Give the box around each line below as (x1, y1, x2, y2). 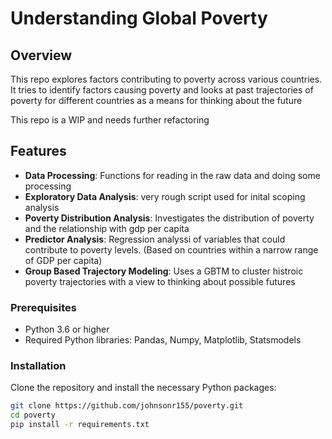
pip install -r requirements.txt (10, 420, 150, 430)
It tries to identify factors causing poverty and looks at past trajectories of (10, 84, 314, 96)
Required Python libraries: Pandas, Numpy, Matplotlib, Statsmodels (24, 334, 302, 346)
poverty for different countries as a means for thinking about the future (10, 95, 303, 106)
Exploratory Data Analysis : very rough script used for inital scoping (24, 190, 306, 202)
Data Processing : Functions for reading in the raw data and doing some (24, 169, 321, 181)
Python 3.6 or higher (24, 323, 110, 336)
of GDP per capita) (24, 254, 103, 266)
